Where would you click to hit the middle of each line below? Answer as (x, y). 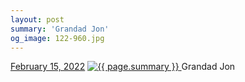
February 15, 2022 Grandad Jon (123, 67)
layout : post (37, 19)
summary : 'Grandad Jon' (60, 29)
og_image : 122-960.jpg (57, 38)
